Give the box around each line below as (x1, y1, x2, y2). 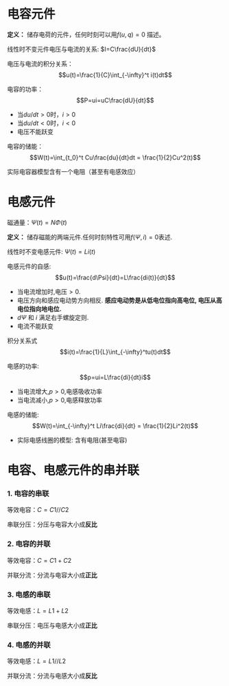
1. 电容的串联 (7, 489, 49, 498)
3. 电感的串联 (7, 590, 51, 599)
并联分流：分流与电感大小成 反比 (7, 672, 97, 680)
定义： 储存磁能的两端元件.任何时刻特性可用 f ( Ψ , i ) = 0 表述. (7, 233, 173, 241)
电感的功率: (7, 362, 40, 370)
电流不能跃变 (16, 321, 53, 330)
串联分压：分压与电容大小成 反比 (7, 520, 97, 528)
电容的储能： (7, 142, 43, 150)
